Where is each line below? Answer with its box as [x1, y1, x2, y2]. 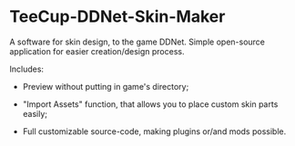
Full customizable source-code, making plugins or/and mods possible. [22, 125, 287, 137]
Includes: [9, 63, 44, 74]
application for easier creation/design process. [9, 45, 185, 56]
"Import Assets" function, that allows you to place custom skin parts [22, 98, 279, 110]
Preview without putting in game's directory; [22, 81, 189, 92]
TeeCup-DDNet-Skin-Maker [9, 6, 226, 27]
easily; [22, 108, 48, 119]
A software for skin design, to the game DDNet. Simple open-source [9, 36, 266, 47]
